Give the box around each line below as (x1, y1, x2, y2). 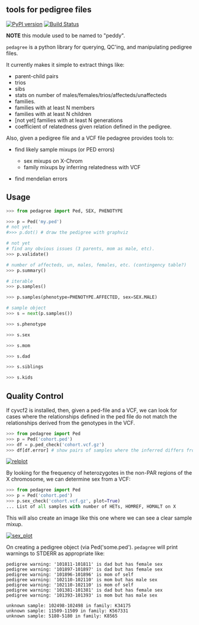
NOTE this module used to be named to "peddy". (6, 32, 126, 39)
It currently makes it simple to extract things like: (6, 61, 125, 68)
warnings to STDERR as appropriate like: (6, 550, 105, 557)
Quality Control (6, 391, 64, 401)
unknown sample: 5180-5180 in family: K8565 (6, 613, 118, 619)
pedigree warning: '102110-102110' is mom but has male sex (6, 576, 158, 582)
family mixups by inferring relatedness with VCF (23, 163, 141, 170)
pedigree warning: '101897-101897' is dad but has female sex (6, 566, 163, 572)
